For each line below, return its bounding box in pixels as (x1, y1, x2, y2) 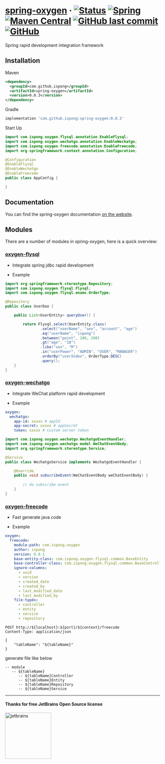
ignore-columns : (14, 566, 48, 571)
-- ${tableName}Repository (18, 682, 74, 687)
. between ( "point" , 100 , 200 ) (40, 336, 100, 341)
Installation (5, 57, 40, 65)
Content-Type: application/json (5, 629, 71, 634)
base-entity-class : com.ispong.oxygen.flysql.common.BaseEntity (14, 556, 148, 561)
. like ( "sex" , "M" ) (40, 344, 78, 350)
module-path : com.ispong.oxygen (14, 542, 80, 547)
